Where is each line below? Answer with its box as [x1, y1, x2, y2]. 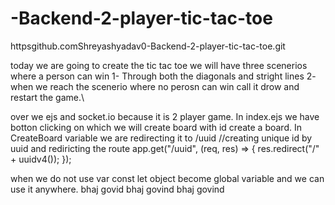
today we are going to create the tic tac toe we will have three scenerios [10, 59, 308, 71]
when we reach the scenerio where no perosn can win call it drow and [10, 80, 300, 92]
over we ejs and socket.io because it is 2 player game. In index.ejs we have [10, 110, 320, 122]
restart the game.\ [10, 91, 85, 103]
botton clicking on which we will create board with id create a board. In [10, 121, 302, 133]
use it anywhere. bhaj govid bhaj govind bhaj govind [10, 183, 225, 195]
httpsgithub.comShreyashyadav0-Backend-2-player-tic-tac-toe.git [10, 40, 286, 52]
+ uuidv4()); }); [10, 153, 72, 165]
